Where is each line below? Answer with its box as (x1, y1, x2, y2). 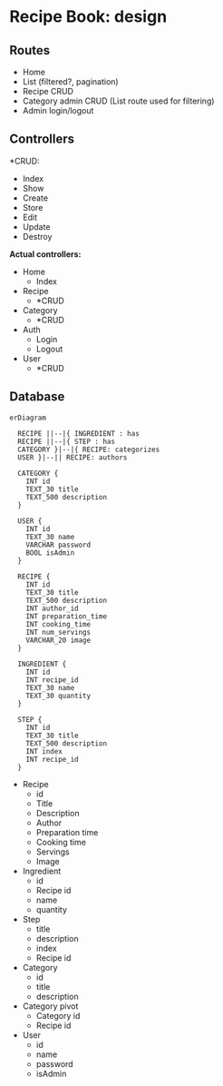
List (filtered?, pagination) (22, 76, 120, 87)
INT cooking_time (25, 619, 92, 628)
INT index (25, 746, 63, 755)
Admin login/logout (22, 105, 94, 115)
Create (22, 193, 48, 203)
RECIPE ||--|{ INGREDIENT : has (17, 429, 141, 438)
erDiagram (9, 413, 47, 422)
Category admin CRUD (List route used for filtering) (22, 95, 215, 106)
